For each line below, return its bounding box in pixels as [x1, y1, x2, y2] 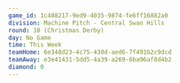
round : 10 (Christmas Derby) [8, 26, 105, 34]
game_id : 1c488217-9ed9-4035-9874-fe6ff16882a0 [8, 11, 169, 20]
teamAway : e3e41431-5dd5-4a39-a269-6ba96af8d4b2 [8, 56, 172, 64]
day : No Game [8, 33, 52, 42]
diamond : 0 [8, 63, 44, 71]
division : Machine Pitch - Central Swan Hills [8, 19, 165, 27]
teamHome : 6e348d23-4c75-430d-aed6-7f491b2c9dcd [8, 48, 172, 56]
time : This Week [8, 41, 62, 49]
